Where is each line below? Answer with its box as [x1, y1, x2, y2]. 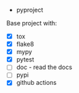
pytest [16, 55, 35, 64]
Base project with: [6, 19, 57, 27]
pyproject [16, 6, 44, 14]
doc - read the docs [16, 63, 73, 71]
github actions [16, 79, 57, 87]
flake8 [16, 40, 35, 49]
